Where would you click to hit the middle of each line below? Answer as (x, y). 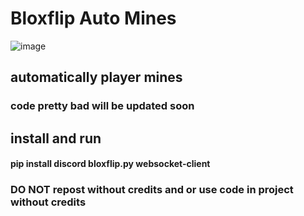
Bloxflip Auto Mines (93, 18)
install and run (56, 138)
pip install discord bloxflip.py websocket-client (110, 164)
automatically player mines (96, 77)
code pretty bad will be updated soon (102, 106)
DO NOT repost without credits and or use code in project (152, 190)
